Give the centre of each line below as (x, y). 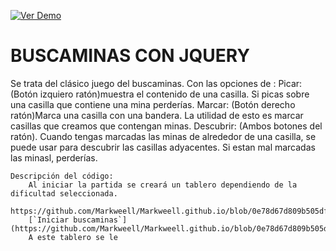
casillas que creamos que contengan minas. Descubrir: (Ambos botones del (166, 126)
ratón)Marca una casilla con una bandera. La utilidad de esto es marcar (157, 115)
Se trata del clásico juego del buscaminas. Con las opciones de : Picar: (156, 83)
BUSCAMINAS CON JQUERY (130, 56)
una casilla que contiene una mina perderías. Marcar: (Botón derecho (153, 104)
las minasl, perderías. (54, 157)
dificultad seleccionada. (64, 193)
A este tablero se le (73, 237)
